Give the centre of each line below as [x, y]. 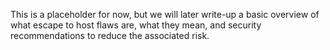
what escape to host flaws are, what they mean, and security [136, 25]
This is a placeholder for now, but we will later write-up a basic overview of [165, 14]
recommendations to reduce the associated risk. [110, 35]
